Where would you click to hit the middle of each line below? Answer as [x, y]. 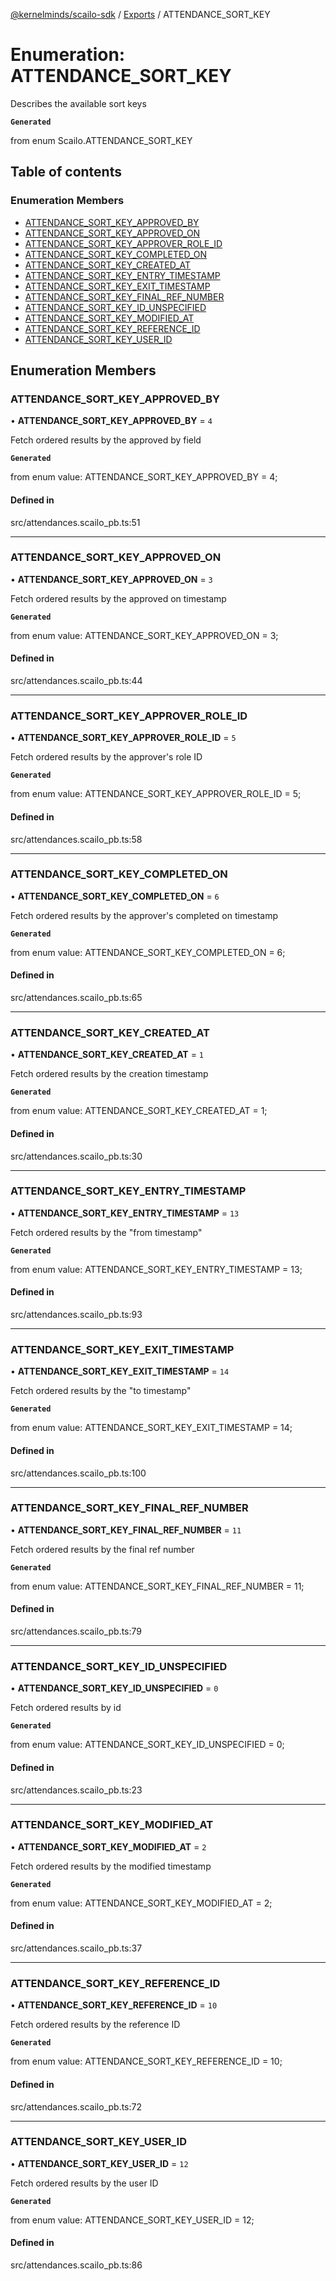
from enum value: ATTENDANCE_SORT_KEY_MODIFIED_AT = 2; [141, 1903]
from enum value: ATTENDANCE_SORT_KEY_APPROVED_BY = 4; [144, 477]
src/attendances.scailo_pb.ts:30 [76, 1156]
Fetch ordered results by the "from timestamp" [106, 1232]
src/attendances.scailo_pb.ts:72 [76, 2106]
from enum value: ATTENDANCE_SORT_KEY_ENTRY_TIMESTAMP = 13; [156, 1269]
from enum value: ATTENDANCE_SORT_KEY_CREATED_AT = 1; [139, 1111]
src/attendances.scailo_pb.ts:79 [76, 1631]
